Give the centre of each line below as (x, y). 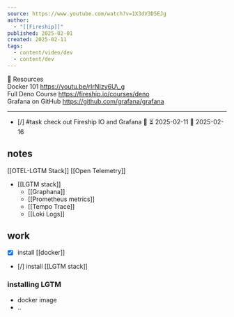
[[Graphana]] (46, 191)
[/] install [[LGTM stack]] (53, 267)
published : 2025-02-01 (40, 33)
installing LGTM (34, 285)
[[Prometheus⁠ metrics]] (61, 199)
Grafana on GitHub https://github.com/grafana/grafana (86, 101)
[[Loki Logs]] (46, 214)
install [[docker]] (41, 253)
